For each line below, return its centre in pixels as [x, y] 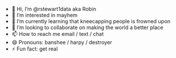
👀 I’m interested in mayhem [45, 15]
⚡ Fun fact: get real [35, 49]
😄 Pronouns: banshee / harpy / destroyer [62, 42]
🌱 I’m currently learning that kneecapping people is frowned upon [91, 21]
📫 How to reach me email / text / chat [57, 34]
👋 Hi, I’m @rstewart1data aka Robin [54, 9]
